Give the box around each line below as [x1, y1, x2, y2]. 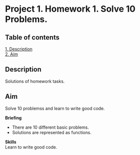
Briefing [5, 115, 22, 120]
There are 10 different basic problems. [12, 124, 89, 130]
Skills [5, 139, 17, 145]
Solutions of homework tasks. [5, 78, 65, 84]
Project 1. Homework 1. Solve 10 [5, 3, 136, 15]
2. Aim [5, 51, 18, 57]
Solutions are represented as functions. [12, 129, 92, 135]
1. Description [5, 46, 33, 52]
